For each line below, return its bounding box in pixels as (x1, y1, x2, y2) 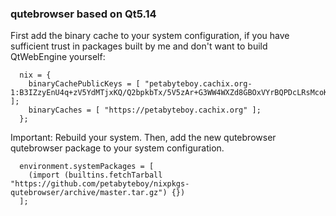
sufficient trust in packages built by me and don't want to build (10, 40, 268, 52)
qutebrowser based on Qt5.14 (10, 7, 157, 21)
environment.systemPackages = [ (19, 162, 155, 172)
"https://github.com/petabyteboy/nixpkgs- (10, 179, 190, 189)
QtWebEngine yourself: (10, 51, 106, 63)
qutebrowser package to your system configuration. (10, 142, 225, 154)
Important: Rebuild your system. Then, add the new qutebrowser (10, 132, 277, 144)
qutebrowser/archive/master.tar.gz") (10, 188, 168, 198)
